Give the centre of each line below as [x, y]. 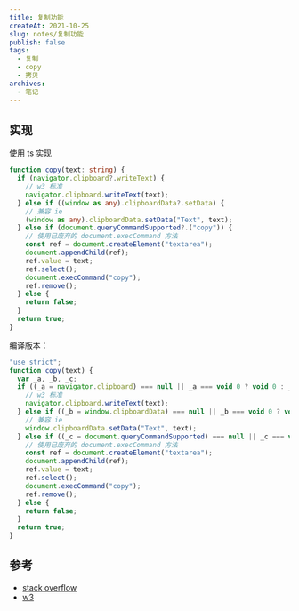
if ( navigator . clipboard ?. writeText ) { [91, 179]
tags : [19, 51]
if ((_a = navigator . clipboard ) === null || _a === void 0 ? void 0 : [151, 387]
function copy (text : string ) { [67, 170]
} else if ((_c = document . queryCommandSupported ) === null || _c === [151, 437]
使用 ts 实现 [30, 153]
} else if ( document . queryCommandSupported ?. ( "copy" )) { [125, 228]
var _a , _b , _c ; [47, 379]
